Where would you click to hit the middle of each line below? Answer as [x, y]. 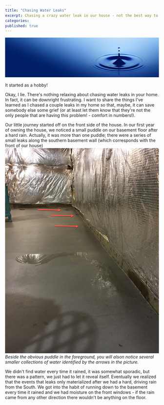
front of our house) [24, 145]
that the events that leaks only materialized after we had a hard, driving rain [81, 382]
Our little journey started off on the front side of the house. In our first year [80, 125]
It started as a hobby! [26, 85]
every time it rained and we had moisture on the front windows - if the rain [80, 392]
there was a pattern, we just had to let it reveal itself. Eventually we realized [81, 377]
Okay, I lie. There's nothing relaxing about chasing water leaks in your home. [82, 94]
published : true [21, 26]
